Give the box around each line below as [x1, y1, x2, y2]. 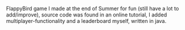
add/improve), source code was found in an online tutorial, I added [6, 11, 167, 18]
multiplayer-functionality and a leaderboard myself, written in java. [6, 18, 167, 24]
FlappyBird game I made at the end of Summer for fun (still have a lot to [6, 5, 179, 12]
